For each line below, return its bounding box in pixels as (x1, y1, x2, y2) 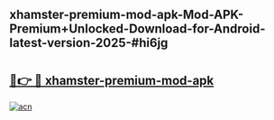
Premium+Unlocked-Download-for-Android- (9, 22, 266, 37)
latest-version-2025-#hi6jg (9, 35, 169, 51)
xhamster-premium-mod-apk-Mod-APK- (9, 7, 244, 23)
